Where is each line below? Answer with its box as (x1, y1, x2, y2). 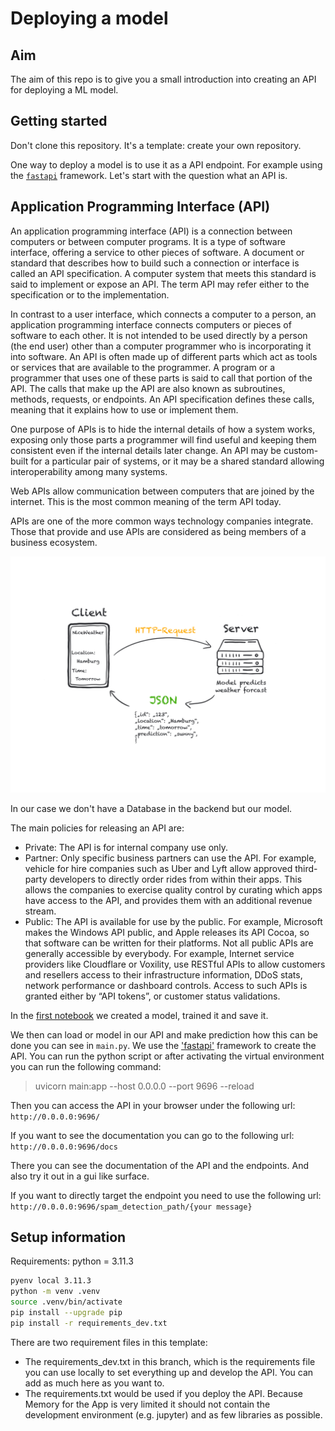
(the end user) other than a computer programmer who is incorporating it (10, 340, 312, 352)
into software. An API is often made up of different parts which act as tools (10, 350, 318, 362)
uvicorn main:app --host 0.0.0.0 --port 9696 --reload (34, 1080, 255, 1092)
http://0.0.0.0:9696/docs (10, 1142, 118, 1152)
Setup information (10, 1229, 127, 1246)
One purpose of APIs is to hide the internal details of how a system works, (10, 423, 316, 435)
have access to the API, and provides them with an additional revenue (24, 894, 313, 906)
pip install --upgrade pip (10, 1308, 123, 1318)
